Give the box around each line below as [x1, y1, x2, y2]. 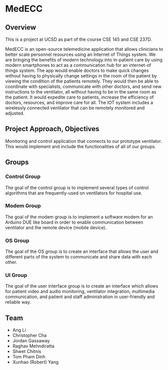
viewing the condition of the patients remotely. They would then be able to [5, 78, 159, 84]
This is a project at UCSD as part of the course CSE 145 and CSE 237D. [5, 36, 152, 42]
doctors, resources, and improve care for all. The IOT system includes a [5, 100, 153, 106]
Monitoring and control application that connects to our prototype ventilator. [5, 138, 162, 144]
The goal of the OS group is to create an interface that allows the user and [5, 248, 159, 254]
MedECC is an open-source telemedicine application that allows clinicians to [5, 46, 163, 52]
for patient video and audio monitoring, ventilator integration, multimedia [5, 289, 155, 295]
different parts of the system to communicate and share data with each [5, 254, 152, 260]
